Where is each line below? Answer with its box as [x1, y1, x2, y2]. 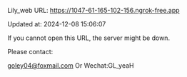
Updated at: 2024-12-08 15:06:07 [7, 20, 106, 28]
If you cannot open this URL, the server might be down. [7, 34, 170, 42]
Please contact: [7, 48, 54, 56]
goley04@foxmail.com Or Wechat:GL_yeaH [7, 61, 134, 70]
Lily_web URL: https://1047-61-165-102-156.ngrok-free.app [7, 6, 180, 14]
